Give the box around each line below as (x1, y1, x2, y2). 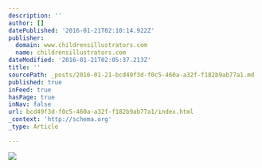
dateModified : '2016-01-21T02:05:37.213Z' (8, 57, 151, 64)
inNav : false (8, 100, 52, 108)
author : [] (8, 19, 45, 27)
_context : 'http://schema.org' (8, 115, 112, 123)
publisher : (8, 33, 45, 42)
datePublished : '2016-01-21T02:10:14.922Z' (8, 26, 155, 34)
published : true (8, 78, 62, 86)
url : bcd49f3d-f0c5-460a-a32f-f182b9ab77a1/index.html (8, 108, 194, 116)
